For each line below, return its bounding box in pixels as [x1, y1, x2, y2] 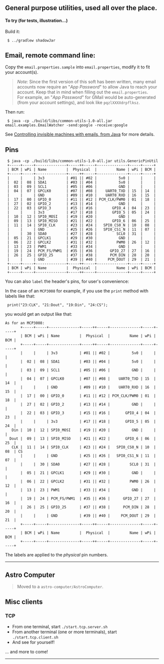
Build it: [5, 28, 20, 34]
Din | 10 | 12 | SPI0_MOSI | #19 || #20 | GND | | [11, 428, 156, 433]
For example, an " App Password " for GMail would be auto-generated [17, 94, 156, 100]
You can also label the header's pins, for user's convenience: [5, 278, 129, 284]
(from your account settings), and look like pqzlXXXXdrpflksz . [17, 100, 140, 106]
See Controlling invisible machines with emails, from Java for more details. [5, 132, 155, 137]
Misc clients [5, 598, 43, 606]
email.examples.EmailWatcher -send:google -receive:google [5, 123, 128, 128]
